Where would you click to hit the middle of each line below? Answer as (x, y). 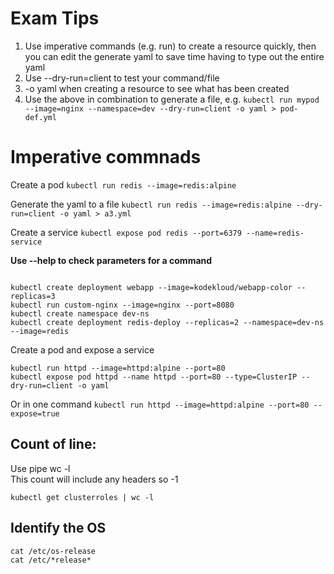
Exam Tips (55, 18)
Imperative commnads (106, 157)
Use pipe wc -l (40, 468)
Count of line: (53, 444)
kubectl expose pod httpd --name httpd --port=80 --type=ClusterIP (154, 377)
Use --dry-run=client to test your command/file (122, 78)
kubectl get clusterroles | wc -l (82, 497)
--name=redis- (275, 233)
